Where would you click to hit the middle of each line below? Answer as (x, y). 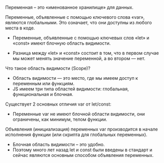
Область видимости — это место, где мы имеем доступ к (75, 78)
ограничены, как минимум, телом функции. (60, 119)
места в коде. (20, 28)
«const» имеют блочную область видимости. (61, 43)
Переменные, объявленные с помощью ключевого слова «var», (75, 17)
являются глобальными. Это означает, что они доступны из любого (78, 23)
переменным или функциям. (44, 84)
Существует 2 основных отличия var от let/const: (58, 104)
